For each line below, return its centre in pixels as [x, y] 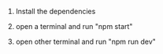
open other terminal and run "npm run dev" [85, 41]
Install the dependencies [56, 11]
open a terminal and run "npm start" [74, 26]
